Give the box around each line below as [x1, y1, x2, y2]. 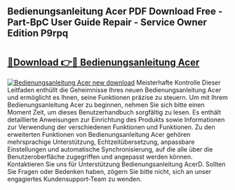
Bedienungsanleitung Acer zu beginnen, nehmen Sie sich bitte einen [7, 101, 205, 109]
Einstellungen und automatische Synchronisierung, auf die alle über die [7, 145, 213, 153]
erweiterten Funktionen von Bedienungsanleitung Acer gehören [7, 131, 191, 138]
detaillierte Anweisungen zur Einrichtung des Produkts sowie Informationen [7, 115, 225, 124]
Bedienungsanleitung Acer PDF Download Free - [7, 6, 223, 17]
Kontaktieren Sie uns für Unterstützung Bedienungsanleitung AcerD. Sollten [7, 160, 226, 168]
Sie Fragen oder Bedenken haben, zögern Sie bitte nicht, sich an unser [7, 168, 212, 175]
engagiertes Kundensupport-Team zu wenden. [7, 175, 142, 183]
